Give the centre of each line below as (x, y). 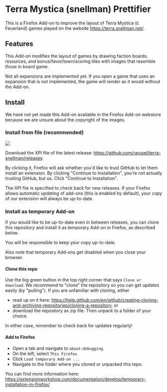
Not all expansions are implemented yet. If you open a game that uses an (80, 76)
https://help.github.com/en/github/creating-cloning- (105, 300)
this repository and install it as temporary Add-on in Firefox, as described (80, 228)
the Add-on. (17, 87)
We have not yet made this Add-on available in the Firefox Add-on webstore (83, 114)
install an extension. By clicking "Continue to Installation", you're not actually (84, 173)
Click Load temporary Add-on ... (46, 359)
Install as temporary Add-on (40, 211)
